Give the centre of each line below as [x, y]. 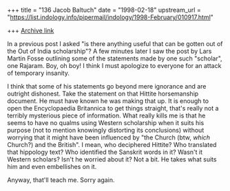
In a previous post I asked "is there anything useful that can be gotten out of [115, 44]
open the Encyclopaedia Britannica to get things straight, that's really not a [113, 108]
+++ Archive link [31, 31]
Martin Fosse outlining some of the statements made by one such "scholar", [115, 58]
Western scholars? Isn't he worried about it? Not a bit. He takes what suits [112, 159]
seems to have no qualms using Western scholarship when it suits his [106, 123]
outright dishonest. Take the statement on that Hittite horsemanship [103, 93]
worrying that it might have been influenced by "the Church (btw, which [109, 137]
